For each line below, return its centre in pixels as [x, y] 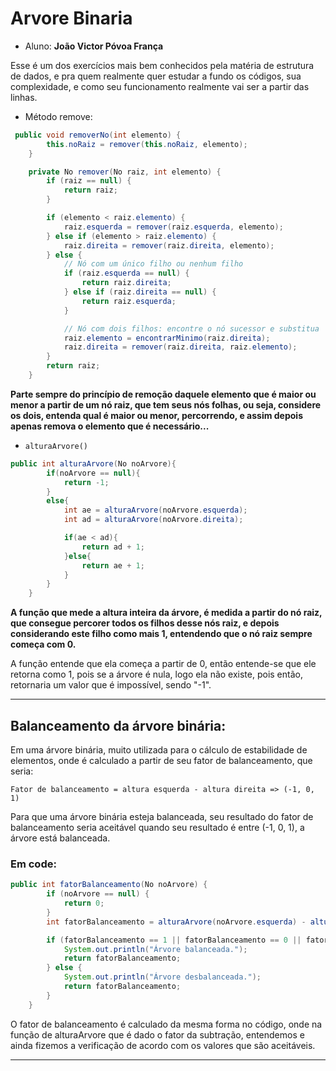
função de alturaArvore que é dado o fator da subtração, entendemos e [157, 1034]
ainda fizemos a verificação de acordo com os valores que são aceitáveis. [163, 1045]
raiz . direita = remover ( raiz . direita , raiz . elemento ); [180, 347]
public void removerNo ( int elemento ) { [98, 135]
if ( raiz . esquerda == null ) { [126, 273]
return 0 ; [84, 903]
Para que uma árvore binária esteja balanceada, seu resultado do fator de [162, 816]
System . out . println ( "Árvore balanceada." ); [155, 949]
